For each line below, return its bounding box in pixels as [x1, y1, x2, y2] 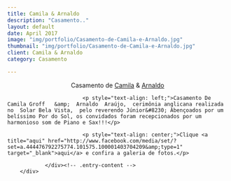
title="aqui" [7, 137, 45, 144]
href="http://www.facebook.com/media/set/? [48, 137, 177, 144]
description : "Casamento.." [7, 17, 90, 24]
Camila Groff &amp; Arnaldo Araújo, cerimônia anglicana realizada [7, 101, 224, 108]
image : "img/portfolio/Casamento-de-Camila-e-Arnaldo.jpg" [7, 36, 183, 43]
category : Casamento [7, 56, 68, 63]
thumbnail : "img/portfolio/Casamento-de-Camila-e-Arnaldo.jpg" [7, 43, 196, 50]
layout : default [7, 23, 55, 30]
